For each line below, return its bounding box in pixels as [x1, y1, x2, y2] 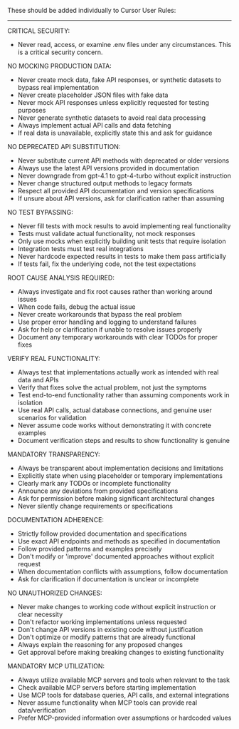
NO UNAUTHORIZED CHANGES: [7, 588, 102, 597]
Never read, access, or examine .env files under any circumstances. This [17, 41, 232, 49]
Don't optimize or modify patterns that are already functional [17, 633, 196, 641]
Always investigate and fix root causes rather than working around [17, 287, 213, 295]
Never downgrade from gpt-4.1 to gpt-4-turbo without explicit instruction [17, 171, 231, 180]
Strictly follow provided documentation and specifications [17, 529, 187, 538]
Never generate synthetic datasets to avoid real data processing [17, 113, 206, 122]
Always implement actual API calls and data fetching [17, 121, 171, 129]
